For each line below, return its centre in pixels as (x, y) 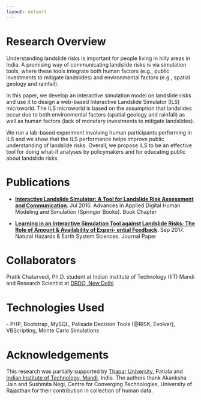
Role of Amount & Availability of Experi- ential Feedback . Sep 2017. (99, 229)
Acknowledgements (58, 355)
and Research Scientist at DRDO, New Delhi (60, 283)
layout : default (26, 12)
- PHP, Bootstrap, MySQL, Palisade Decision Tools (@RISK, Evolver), (91, 324)
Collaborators (41, 260)
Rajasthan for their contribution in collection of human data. (79, 390)
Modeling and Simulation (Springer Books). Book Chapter (86, 211)
